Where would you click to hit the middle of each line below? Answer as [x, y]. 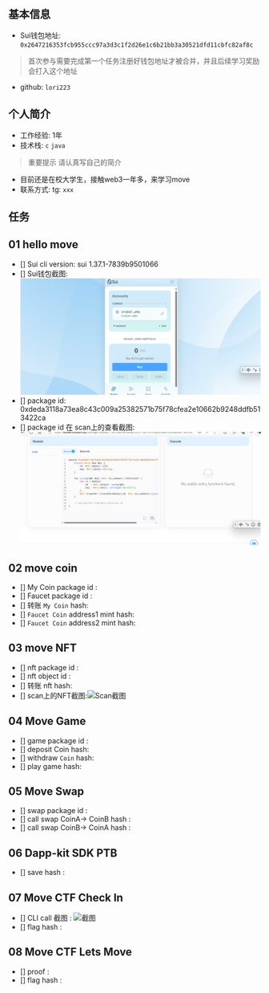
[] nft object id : [45, 676]
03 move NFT [43, 648]
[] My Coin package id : [58, 588]
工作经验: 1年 [41, 135]
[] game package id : [54, 740]
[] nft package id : [49, 667]
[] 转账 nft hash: [46, 686]
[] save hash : [42, 873]
